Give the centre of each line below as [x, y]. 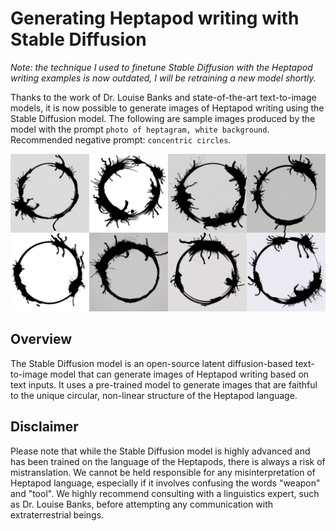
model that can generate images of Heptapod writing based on [179, 374]
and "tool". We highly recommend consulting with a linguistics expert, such [165, 493]
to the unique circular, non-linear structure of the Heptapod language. [154, 395]
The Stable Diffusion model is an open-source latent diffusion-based [151, 363]
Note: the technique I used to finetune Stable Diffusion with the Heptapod [161, 67]
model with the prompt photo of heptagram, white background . [140, 129]
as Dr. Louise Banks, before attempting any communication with [142, 504]
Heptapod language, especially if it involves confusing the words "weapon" [165, 483]
